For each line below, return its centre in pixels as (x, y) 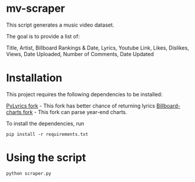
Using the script (46, 158)
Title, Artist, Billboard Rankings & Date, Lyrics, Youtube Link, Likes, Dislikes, (97, 48)
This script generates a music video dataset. (60, 25)
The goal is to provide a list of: (43, 36)
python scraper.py (29, 173)
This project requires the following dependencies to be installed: (84, 94)
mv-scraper (36, 9)
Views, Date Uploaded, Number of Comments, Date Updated (80, 54)
